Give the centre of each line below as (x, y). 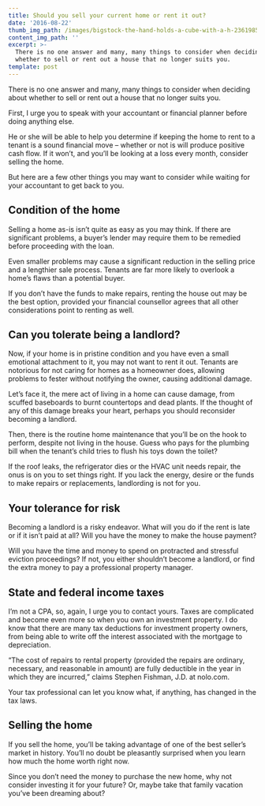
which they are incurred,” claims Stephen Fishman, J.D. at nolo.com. (119, 677)
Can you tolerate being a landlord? (94, 335)
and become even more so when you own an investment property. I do (123, 619)
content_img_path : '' (44, 37)
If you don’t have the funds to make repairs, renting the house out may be (128, 293)
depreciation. (30, 645)
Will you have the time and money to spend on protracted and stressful (123, 551)
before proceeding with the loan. (61, 246)
